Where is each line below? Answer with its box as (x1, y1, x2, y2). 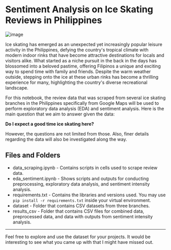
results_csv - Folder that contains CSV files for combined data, (12, 208, 145, 214)
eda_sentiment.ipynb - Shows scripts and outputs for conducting (12, 175, 149, 181)
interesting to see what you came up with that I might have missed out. (5, 239, 154, 245)
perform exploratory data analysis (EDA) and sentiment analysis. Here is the (5, 105, 164, 111)
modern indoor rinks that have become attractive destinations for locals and (5, 52, 164, 58)
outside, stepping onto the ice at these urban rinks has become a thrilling (5, 74, 159, 80)
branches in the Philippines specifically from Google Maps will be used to (5, 100, 159, 106)
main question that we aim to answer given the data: (5, 111, 115, 117)
